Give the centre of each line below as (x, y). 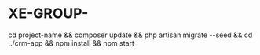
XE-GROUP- (48, 14)
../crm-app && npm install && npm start (71, 43)
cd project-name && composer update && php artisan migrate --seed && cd (130, 35)
